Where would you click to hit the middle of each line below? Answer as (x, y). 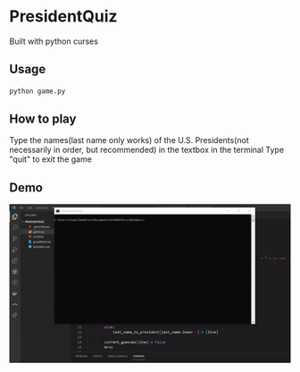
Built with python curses (54, 41)
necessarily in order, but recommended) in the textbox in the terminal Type (146, 150)
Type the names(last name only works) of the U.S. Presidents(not (129, 140)
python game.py (37, 91)
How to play (43, 119)
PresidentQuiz (63, 17)
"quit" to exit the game (50, 159)
